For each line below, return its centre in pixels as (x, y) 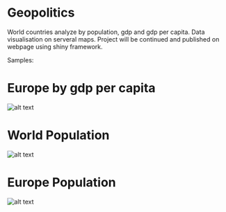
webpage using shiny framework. (55, 46)
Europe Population (62, 182)
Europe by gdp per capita (81, 88)
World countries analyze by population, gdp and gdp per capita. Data (106, 32)
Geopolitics (41, 13)
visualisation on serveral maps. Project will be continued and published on (113, 39)
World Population (58, 135)
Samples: (21, 60)
